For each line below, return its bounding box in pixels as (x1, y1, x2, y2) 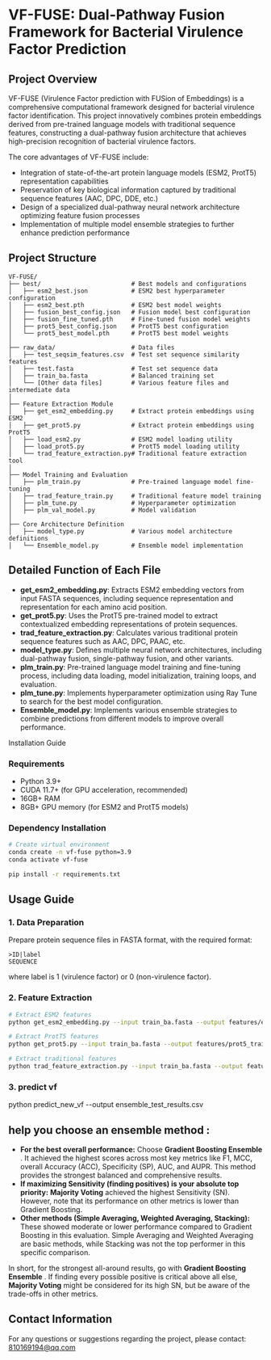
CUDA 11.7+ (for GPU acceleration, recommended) (19, 785, 188, 794)
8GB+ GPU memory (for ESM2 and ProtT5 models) (19, 802, 190, 811)
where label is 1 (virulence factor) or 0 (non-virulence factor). (8, 972, 212, 982)
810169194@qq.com (8, 1342, 77, 1352)
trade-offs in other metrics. (8, 1289, 98, 1299)
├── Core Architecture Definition (8, 520, 125, 528)
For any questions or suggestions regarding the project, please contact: (8, 1333, 247, 1343)
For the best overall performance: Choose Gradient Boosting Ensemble (19, 1145, 263, 1155)
